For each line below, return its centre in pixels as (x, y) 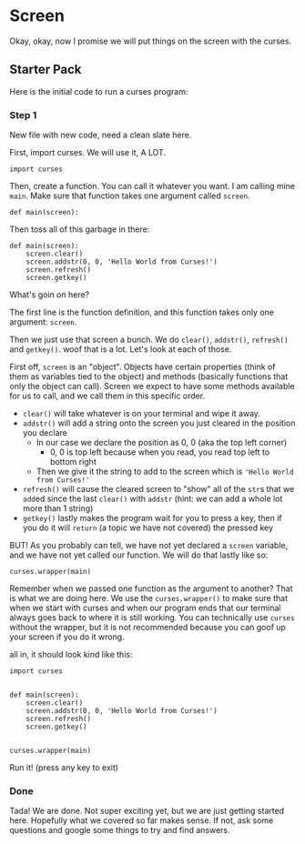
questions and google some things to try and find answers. (120, 830)
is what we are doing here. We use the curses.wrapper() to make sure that (149, 598)
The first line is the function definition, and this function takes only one (142, 312)
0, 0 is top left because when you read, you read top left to (160, 452)
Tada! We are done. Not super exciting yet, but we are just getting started (147, 811)
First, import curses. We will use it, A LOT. (88, 153)
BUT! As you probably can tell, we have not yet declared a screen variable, (149, 546)
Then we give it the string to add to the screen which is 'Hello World (165, 472)
